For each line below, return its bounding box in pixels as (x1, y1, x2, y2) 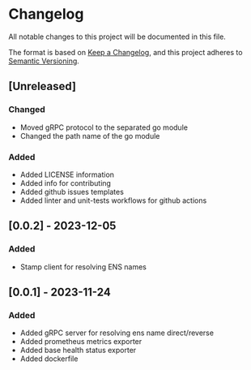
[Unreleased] (8, 80, 77, 93)
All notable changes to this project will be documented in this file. (8, 32, 227, 41)
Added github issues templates (19, 187, 124, 196)
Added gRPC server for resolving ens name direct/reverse (19, 328, 215, 338)
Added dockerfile (19, 354, 79, 364)
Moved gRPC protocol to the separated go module (19, 123, 189, 132)
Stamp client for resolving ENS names (19, 261, 147, 272)
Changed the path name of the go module (19, 131, 160, 140)
